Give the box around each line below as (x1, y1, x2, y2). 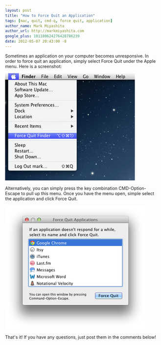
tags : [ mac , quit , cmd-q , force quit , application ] (5, 18, 113, 23)
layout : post (5, 8, 32, 13)
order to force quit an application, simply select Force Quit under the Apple (5, 58, 156, 64)
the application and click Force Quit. (5, 196, 78, 201)
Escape (5, 190, 21, 196)
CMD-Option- (118, 185, 146, 191)
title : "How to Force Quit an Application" (5, 13, 95, 18)
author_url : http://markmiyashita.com (5, 28, 84, 34)
